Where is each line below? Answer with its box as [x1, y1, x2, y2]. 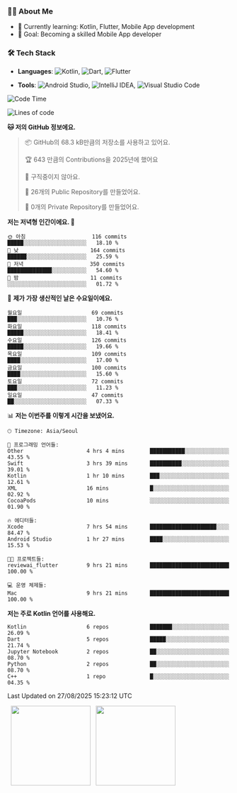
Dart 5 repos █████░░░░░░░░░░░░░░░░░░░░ [7, 636, 230, 643]
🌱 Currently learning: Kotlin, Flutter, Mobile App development [17, 23, 195, 31]
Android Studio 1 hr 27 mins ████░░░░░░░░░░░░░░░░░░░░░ [7, 535, 230, 543]
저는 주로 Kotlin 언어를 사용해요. [7, 609, 96, 617]
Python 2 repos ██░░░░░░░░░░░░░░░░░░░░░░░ [7, 660, 230, 668]
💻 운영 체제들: [7, 581, 47, 589]
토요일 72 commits [7, 378, 124, 385]
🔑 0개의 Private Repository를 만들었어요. [24, 202, 139, 211]
